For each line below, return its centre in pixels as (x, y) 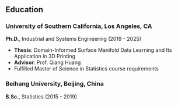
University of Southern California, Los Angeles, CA (79, 26)
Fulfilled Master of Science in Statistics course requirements (86, 69)
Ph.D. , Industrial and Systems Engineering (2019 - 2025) (73, 39)
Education (25, 10)
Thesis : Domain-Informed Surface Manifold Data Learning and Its (93, 50)
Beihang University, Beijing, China (55, 84)
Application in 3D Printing (45, 56)
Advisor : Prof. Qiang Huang (47, 62)
